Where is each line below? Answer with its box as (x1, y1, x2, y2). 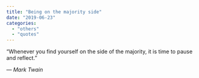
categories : (6, 20, 37, 26)
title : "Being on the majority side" (6, 8, 102, 15)
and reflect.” (6, 54, 38, 62)
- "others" (12, 25, 40, 32)
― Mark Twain (6, 66, 43, 73)
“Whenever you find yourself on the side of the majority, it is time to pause (6, 48, 193, 55)
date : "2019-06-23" (6, 15, 56, 21)
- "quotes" (12, 31, 40, 37)
